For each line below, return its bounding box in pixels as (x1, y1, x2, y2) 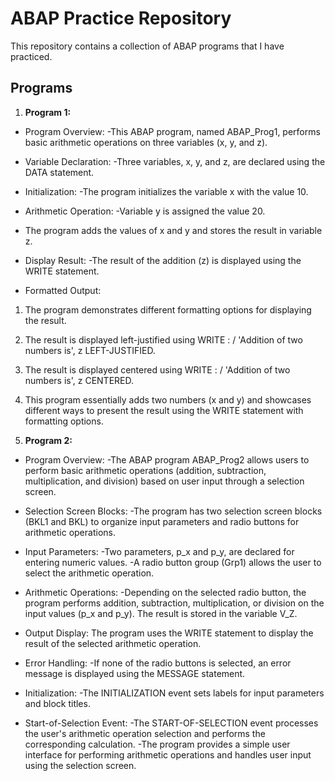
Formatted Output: (24, 284, 102, 296)
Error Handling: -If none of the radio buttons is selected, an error (24, 657, 292, 669)
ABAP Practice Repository (10, 7, 232, 30)
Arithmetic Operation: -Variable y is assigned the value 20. (24, 205, 266, 217)
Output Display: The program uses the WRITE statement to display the (24, 627, 314, 639)
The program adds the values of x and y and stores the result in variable (24, 224, 323, 236)
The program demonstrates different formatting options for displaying (24, 303, 312, 316)
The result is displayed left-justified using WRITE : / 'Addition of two (24, 333, 303, 346)
